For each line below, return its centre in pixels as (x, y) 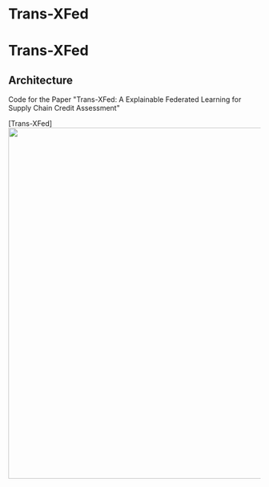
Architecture (41, 80)
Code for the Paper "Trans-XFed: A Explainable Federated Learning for (125, 99)
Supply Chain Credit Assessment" (64, 108)
